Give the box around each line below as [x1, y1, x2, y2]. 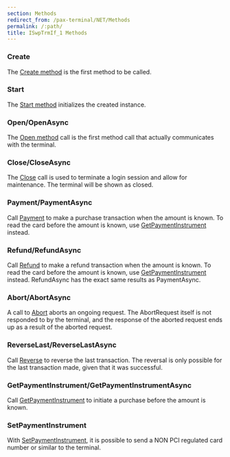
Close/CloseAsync [7, 158, 71, 167]
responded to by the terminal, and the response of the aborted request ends [7, 316, 223, 324]
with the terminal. [7, 140, 56, 149]
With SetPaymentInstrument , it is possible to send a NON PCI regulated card [7, 436, 223, 445]
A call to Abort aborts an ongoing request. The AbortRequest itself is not [7, 308, 211, 317]
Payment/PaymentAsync [7, 198, 93, 207]
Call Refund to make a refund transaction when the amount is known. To [7, 261, 211, 269]
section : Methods [7, 10, 57, 17]
